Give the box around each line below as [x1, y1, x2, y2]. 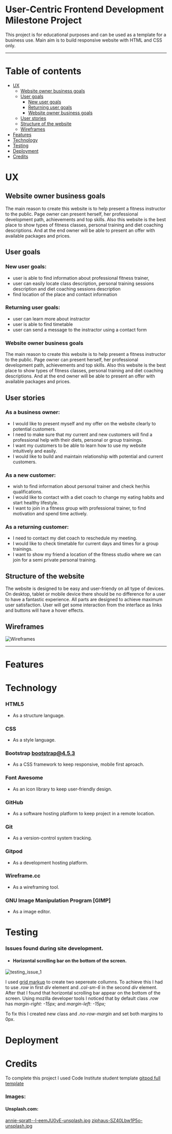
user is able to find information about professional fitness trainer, [12, 275, 149, 281]
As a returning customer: [5, 524, 69, 531]
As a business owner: [5, 409, 60, 416]
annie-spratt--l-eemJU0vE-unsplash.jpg [5, 1117, 91, 1123]
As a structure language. [12, 712, 65, 718]
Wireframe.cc [5, 872, 41, 879]
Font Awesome [5, 774, 44, 781]
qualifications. [12, 489, 42, 495]
